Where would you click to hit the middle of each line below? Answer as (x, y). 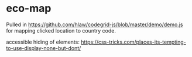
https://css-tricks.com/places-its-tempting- (133, 42)
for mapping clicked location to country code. (61, 30)
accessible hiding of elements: (43, 42)
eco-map (29, 8)
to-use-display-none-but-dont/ (44, 48)
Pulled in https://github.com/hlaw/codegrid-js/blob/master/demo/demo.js (95, 24)
